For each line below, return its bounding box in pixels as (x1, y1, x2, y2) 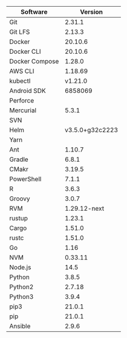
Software (21, 8, 48, 16)
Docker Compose (9, 57, 59, 65)
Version (79, 8, 103, 16)
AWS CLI (9, 67, 34, 75)
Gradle (9, 155, 28, 164)
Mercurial (9, 106, 37, 114)
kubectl (9, 77, 31, 85)
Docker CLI (9, 48, 41, 56)
